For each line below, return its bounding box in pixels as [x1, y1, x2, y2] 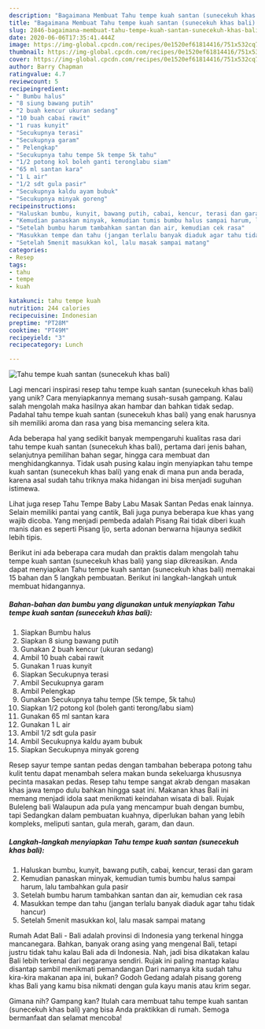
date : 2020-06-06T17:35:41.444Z [9, 33, 115, 42]
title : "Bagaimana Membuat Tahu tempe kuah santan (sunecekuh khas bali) [9, 19, 256, 27]
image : [9, 41, 31, 49]
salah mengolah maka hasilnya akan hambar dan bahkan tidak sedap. [9, 401, 234, 411]
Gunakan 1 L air [20, 720, 71, 729]
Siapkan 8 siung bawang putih [20, 636, 119, 646]
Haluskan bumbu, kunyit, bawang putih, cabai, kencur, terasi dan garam [20, 865, 253, 875]
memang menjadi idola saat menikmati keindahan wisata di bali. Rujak [9, 794, 235, 803]
